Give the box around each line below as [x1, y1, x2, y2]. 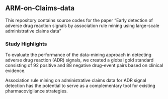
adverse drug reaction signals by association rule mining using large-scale [5, 22, 160, 28]
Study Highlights [5, 40, 47, 47]
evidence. [5, 67, 26, 74]
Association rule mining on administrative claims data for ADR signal [5, 77, 147, 83]
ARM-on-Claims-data [5, 4, 74, 12]
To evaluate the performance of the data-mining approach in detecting [5, 52, 152, 58]
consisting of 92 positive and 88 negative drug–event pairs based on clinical [5, 62, 163, 68]
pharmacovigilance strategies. [5, 88, 68, 94]
